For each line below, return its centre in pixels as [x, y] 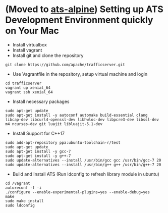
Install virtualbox [30, 44]
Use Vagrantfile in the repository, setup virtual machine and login [80, 74]
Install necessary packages [41, 101]
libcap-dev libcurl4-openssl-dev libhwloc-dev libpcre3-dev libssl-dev [82, 120]
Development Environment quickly [79, 20]
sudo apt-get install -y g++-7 [38, 156]
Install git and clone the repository [48, 55]
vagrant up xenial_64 [28, 88]
